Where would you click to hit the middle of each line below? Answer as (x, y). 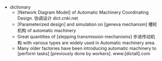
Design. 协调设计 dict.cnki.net (48, 18)
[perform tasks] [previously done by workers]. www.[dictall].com (84, 53)
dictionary (20, 7)
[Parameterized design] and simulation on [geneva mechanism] (82, 24)
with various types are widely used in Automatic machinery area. (89, 43)
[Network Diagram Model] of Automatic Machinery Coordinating (83, 12)
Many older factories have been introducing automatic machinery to (87, 48)
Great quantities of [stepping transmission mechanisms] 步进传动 (84, 37)
